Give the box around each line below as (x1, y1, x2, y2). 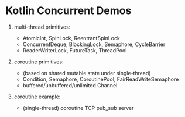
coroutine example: (13, 93, 61, 100)
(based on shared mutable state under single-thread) (22, 69, 151, 76)
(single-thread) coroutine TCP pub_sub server (22, 104, 134, 111)
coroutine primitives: (13, 58, 64, 65)
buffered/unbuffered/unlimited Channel (22, 81, 118, 88)
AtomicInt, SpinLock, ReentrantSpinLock (22, 34, 121, 41)
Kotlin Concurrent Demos (5, 4, 132, 17)
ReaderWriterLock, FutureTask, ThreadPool (22, 47, 127, 54)
